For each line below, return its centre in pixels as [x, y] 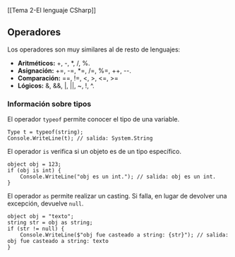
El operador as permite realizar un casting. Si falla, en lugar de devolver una [117, 196]
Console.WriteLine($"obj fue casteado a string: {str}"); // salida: [125, 235]
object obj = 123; [34, 165]
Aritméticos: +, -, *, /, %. [54, 63]
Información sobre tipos [49, 104]
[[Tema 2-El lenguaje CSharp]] [52, 10]
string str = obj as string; [50, 223]
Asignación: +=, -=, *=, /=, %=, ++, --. [74, 71]
